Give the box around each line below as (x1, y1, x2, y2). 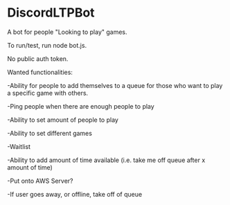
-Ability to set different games (7, 129, 92, 137)
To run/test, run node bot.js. (7, 41, 87, 49)
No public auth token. (7, 54, 69, 63)
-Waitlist (7, 142, 31, 150)
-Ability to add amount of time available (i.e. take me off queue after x (7, 156, 206, 164)
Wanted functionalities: (7, 68, 73, 76)
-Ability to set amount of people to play (7, 116, 119, 124)
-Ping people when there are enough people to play (7, 102, 154, 110)
